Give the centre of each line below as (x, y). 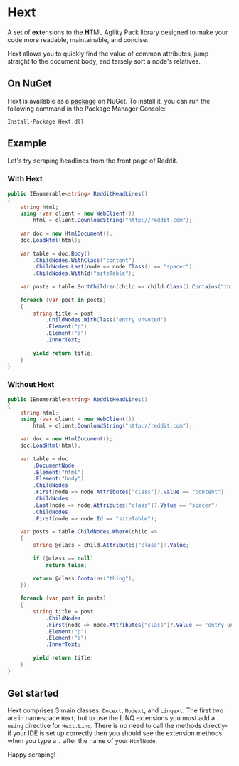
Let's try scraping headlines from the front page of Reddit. (92, 161)
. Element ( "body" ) (58, 479)
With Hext (25, 179)
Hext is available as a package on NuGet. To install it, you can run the (109, 101)
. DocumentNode (54, 465)
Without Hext (31, 385)
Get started (33, 694)
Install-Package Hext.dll (46, 121)
